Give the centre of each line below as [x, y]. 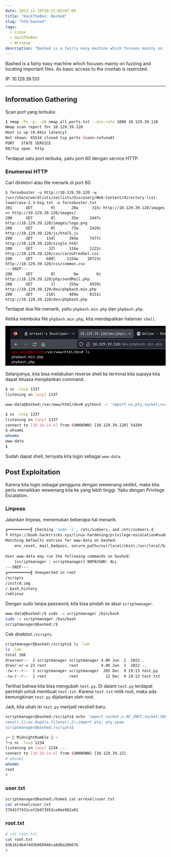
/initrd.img [18, 583]
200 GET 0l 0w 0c [53, 274]
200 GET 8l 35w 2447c [53, 218]
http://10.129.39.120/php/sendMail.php [48, 279]
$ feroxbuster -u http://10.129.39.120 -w [51, 193]
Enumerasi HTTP [27, 172]
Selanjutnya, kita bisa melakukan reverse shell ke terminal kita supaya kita [83, 374]
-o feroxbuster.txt [76, 203]
